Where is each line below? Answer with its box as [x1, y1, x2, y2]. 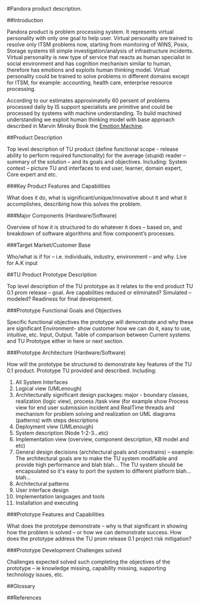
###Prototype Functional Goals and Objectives [7, 307, 121, 314]
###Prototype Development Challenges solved [7, 547, 121, 553]
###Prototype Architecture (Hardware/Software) [7, 349, 126, 356]
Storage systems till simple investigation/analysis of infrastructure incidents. [7, 47, 194, 54]
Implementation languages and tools [15, 493, 105, 500]
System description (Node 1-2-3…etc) [15, 430, 109, 436]
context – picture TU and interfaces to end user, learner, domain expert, [7, 164, 183, 172]
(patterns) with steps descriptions [15, 417, 99, 424]
